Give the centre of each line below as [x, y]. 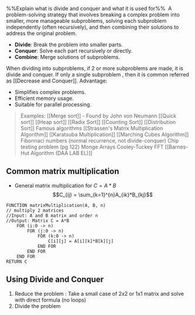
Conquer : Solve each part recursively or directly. [73, 51]
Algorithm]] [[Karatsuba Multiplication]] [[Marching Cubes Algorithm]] [105, 134]
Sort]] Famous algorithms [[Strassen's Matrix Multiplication [92, 128]
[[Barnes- [177, 147]
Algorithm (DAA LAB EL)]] [61, 153]
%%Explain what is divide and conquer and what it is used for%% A [89, 8]
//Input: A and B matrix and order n [52, 216]
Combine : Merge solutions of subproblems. [67, 57]
